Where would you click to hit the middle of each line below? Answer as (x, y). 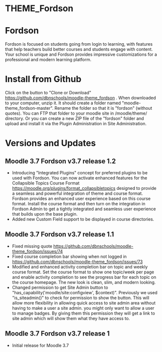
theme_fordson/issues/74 (37, 251)
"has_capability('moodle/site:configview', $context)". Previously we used (85, 292)
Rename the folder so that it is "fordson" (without (103, 108)
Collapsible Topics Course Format (46, 183)
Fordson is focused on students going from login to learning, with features (79, 44)
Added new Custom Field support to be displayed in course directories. (83, 219)
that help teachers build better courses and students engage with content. (79, 50)
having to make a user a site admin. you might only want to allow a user (83, 308)
